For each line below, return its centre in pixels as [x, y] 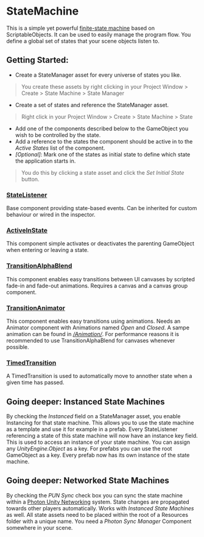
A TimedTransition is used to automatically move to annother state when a [99, 376]
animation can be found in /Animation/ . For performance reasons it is [93, 334]
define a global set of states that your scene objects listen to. [83, 41]
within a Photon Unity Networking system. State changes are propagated [98, 502]
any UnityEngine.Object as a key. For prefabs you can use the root [89, 449]
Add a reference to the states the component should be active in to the [104, 141]
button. [30, 179]
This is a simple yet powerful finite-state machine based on [81, 28]
